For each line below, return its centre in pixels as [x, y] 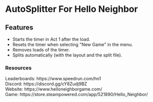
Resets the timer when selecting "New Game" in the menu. [73, 45]
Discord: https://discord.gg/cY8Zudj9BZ [46, 84]
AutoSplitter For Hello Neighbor [72, 9]
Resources [18, 68]
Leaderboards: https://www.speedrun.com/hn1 [53, 79]
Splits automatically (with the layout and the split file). [67, 55]
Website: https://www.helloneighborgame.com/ [54, 89]
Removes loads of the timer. [41, 50]
